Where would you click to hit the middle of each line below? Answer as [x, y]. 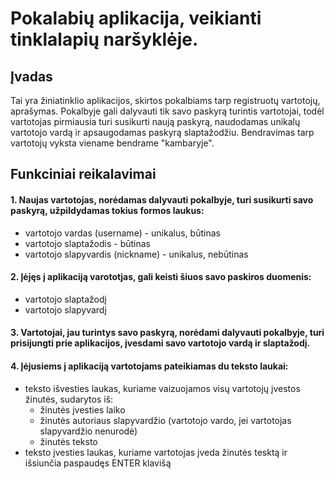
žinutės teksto [68, 441]
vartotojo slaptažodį [65, 299]
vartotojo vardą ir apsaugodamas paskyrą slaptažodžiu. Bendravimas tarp [162, 132]
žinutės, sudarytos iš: [69, 399]
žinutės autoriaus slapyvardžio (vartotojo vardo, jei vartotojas [165, 420]
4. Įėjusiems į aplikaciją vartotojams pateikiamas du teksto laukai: [149, 366]
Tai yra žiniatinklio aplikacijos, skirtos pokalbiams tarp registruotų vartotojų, [165, 100]
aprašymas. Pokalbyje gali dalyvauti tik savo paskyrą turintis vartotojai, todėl [167, 111]
